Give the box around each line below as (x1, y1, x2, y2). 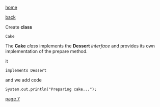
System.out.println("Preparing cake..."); (5, 87, 97, 92)
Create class (5, 24, 32, 30)
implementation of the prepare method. (5, 48, 88, 54)
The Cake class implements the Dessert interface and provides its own (5, 43, 155, 49)
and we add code (5, 77, 42, 83)
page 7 (5, 96, 20, 101)
